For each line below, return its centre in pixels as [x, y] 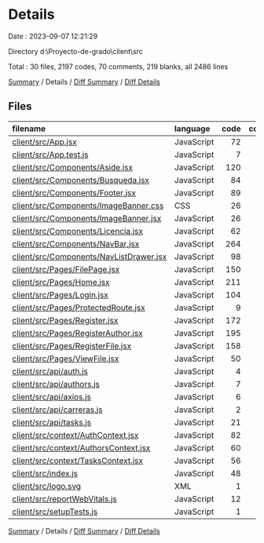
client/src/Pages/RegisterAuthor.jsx [77, 333]
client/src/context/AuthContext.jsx [75, 435]
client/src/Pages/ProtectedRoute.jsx [79, 308]
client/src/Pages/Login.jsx [60, 294]
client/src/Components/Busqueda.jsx [81, 180]
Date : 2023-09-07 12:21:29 [53, 36]
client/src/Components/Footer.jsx [74, 192]
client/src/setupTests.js [55, 512]
